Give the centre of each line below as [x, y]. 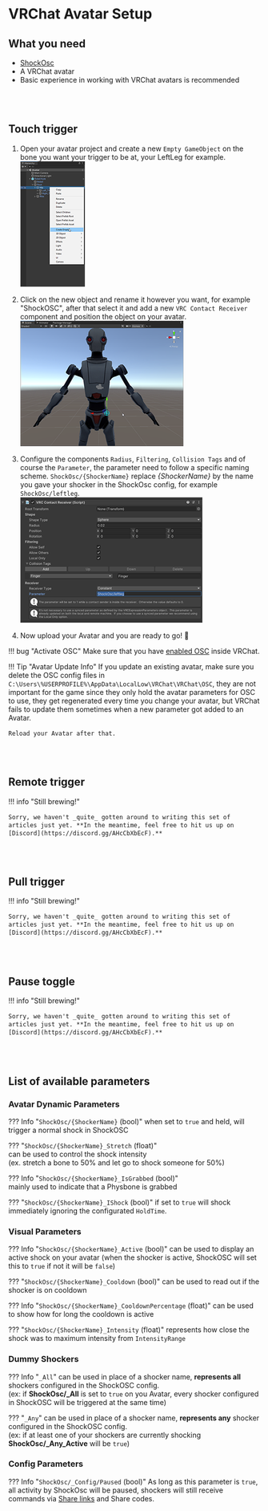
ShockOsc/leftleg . [50, 493]
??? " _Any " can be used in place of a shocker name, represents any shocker [134, 1418]
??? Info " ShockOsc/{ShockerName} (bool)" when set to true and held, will [127, 1121]
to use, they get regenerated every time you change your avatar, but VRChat [134, 701]
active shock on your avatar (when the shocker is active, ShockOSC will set [133, 1257]
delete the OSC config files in [57, 675]
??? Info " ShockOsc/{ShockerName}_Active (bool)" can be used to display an [131, 1249]
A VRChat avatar [47, 71]
